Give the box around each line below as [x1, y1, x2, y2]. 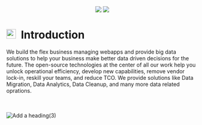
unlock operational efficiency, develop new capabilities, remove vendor [6, 67, 185, 75]
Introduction [21, 28, 85, 42]
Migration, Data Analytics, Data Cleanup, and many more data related [6, 80, 180, 88]
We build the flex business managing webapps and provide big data [6, 48, 176, 55]
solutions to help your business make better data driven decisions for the [6, 54, 190, 62]
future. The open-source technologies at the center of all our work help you [6, 61, 196, 68]
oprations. [6, 87, 32, 94]
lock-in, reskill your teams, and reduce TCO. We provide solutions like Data [6, 74, 193, 81]
